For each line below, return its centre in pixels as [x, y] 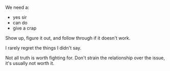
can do [20, 23]
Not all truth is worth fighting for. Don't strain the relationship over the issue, [85, 58]
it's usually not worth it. [30, 63]
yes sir [20, 17]
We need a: [17, 7]
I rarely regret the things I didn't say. [43, 48]
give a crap [25, 28]
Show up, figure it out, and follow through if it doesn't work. [68, 38]
